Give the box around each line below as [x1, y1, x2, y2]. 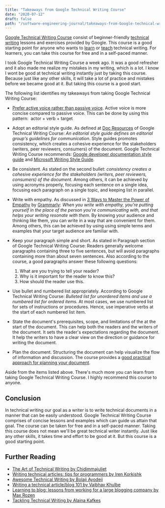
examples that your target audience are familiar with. [12, 228, 119, 234]
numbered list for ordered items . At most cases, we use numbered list [12, 299, 153, 305]
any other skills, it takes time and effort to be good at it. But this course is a [5, 434, 157, 439]
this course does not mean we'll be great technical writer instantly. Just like [5, 428, 158, 434]
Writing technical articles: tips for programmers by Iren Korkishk [12, 471, 142, 477]
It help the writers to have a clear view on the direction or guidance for [12, 334, 155, 340]
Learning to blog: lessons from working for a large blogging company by [12, 487, 159, 493]
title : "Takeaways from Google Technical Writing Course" [5, 7, 126, 12]
